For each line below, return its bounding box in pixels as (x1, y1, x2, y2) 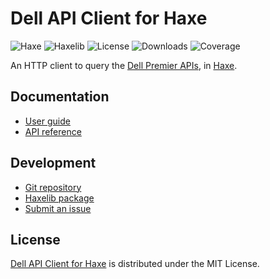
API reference (24, 125, 82, 137)
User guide (24, 115, 71, 127)
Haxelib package (24, 192, 95, 204)
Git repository (24, 181, 82, 193)
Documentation (10, 88, 110, 106)
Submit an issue (24, 202, 92, 214)
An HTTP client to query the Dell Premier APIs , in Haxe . (10, 59, 238, 71)
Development (10, 155, 97, 172)
